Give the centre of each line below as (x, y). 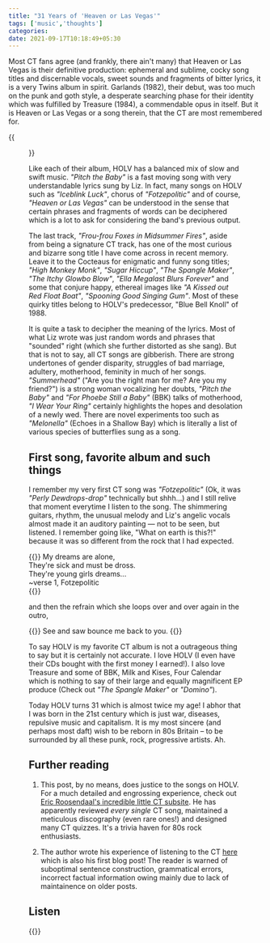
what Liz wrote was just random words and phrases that (122, 337)
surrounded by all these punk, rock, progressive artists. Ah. (127, 740)
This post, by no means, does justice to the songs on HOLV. (139, 784)
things (45, 470)
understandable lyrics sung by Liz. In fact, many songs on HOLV (135, 186)
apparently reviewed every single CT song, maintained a (134, 810)
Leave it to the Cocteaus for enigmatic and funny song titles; (129, 262)
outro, (38, 615)
